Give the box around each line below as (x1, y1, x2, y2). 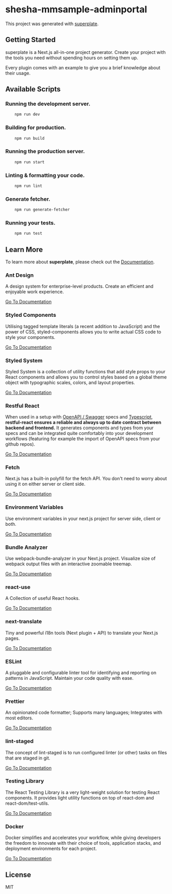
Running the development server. (5, 100, 91, 107)
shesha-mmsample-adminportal (5, 4, 147, 15)
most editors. (5, 715, 33, 721)
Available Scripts (5, 85, 61, 93)
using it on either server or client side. (5, 481, 86, 487)
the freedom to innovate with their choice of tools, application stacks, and (5, 840, 161, 846)
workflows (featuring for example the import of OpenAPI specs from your (5, 435, 160, 442)
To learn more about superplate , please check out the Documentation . (5, 258, 155, 265)
